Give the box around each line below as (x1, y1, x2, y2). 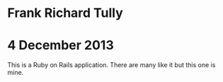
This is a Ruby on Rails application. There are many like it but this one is (7, 61, 216, 69)
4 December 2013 (7, 37, 115, 54)
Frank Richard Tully (7, 5, 123, 21)
